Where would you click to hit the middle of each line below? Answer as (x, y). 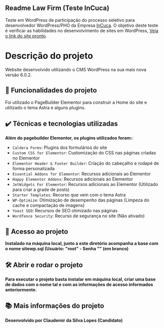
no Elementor (26, 158)
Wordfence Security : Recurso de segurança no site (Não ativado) (79, 216)
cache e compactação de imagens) (49, 205)
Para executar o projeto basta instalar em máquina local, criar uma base (81, 279)
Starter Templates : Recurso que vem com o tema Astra (69, 195)
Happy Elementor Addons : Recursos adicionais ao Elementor (73, 179)
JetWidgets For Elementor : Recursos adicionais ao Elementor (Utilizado (85, 185)
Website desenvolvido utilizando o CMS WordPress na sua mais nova (76, 69)
